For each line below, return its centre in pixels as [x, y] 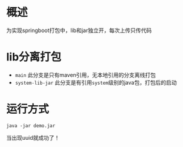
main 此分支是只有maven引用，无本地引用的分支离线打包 [85, 75]
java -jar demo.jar [31, 126]
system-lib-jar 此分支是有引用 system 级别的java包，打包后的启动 [96, 82]
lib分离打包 [34, 57]
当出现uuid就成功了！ [33, 137]
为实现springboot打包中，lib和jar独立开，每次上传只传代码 [79, 30]
